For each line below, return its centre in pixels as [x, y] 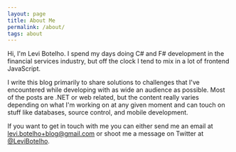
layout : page [27, 14]
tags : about [25, 34]
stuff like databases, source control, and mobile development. [98, 112]
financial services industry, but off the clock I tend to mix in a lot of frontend [118, 62]
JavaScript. [24, 69]
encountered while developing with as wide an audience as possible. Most [116, 90]
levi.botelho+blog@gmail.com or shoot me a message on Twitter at [106, 134]
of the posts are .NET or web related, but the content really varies [103, 98]
